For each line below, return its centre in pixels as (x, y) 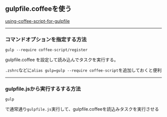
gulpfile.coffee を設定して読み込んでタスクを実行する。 (62, 60)
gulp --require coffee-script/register (46, 50)
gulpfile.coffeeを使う (39, 9)
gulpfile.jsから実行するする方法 (43, 89)
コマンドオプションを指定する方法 (46, 39)
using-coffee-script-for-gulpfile (38, 21)
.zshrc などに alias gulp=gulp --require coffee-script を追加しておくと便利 (83, 70)
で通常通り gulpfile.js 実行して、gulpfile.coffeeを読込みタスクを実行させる (82, 109)
